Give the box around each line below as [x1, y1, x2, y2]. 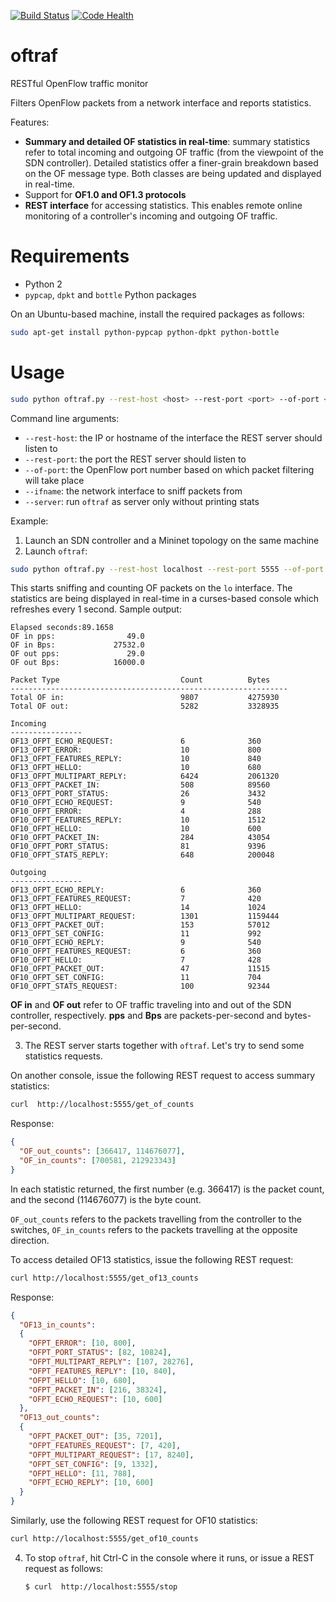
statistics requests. [24, 1050, 103, 1062]
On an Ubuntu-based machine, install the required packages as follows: [10, 308, 305, 320]
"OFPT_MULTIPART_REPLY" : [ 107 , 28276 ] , [28, 1357, 195, 1367]
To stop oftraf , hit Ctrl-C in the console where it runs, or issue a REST [24, 1551, 315, 1564]
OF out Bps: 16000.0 [10, 658, 145, 668]
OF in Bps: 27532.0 [10, 640, 145, 650]
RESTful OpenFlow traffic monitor [10, 77, 149, 89]
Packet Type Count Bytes [10, 675, 271, 685]
